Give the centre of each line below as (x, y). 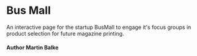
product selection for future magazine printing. (65, 33)
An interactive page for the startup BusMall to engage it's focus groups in (99, 27)
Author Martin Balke (33, 47)
